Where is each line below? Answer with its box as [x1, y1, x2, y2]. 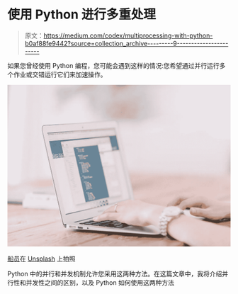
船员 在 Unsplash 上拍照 [7, 254, 76, 263]
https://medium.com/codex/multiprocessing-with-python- [43, 31, 213, 40]
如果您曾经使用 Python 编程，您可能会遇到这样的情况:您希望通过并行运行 [7, 61, 220, 69]
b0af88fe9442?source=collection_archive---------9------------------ [24, 39, 229, 47]
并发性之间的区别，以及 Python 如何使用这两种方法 [25, 278, 175, 287]
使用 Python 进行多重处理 [7, 6, 157, 23]
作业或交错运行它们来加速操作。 [13, 70, 107, 79]
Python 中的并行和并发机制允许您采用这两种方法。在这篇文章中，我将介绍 [7, 269, 222, 278]
